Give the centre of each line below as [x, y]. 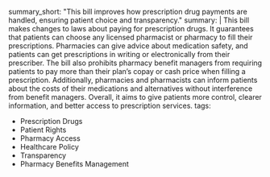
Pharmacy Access [50, 138]
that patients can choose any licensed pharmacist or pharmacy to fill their [131, 37]
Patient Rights [43, 130]
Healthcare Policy [49, 147]
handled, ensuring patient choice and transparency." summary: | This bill [129, 20]
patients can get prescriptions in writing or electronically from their [119, 54]
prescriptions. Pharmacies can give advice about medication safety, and [128, 46]
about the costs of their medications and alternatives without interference [131, 88]
